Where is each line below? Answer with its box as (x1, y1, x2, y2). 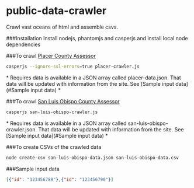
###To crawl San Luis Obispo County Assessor (6, 98, 120, 105)
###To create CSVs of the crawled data (6, 143, 102, 150)
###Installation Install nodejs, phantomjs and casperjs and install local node (6, 34, 188, 41)
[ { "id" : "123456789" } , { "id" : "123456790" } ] (6, 176, 114, 182)
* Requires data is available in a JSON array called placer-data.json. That (6, 74, 181, 81)
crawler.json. (6, 126, 37, 133)
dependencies (6, 41, 41, 48)
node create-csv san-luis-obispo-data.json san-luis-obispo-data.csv (6, 155, 179, 161)
